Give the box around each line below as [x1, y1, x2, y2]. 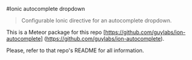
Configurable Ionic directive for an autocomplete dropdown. [21, 17, 172, 24]
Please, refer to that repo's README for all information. [6, 47, 144, 54]
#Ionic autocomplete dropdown [6, 5, 85, 12]
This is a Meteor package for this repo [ [6, 28, 105, 36]
